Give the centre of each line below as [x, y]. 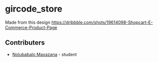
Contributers [25, 43]
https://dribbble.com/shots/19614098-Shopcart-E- [102, 22]
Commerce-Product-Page [31, 27]
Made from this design [28, 22]
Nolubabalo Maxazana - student [44, 54]
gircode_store [34, 9]
